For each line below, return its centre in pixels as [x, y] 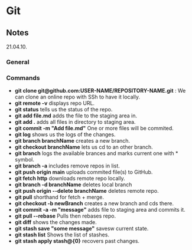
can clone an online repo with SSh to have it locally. [77, 97]
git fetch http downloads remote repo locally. [70, 179]
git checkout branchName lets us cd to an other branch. [84, 147]
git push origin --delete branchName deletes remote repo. [87, 191]
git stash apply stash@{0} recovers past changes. [77, 241]
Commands [23, 78]
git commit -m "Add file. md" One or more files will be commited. [94, 129]
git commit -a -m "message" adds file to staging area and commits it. [100, 210]
